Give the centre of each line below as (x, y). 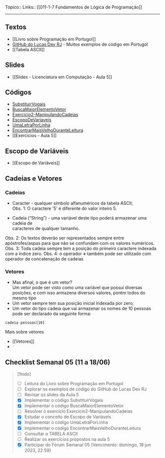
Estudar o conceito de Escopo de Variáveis (68, 417)
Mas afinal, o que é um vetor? (42, 282)
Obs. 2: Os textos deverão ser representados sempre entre (65, 238)
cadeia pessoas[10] (25, 323)
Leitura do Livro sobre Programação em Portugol (74, 384)
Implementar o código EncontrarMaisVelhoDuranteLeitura (82, 428)
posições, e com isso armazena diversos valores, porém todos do (79, 293)
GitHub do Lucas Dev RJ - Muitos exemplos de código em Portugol (80, 44)
